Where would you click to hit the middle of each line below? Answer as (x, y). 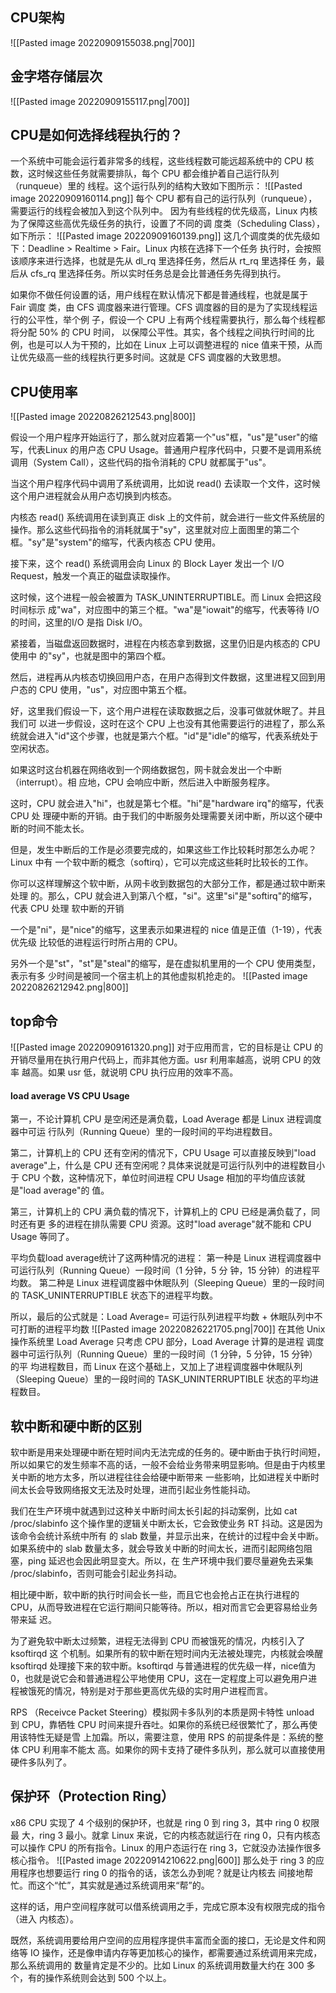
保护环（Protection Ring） (92, 1796)
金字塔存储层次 (56, 76)
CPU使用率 (44, 391)
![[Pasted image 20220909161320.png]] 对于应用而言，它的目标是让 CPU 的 (167, 1047)
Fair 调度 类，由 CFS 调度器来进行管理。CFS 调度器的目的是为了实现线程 (160, 307)
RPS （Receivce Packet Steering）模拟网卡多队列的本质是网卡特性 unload (162, 1712)
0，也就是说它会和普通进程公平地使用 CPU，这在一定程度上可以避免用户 (159, 1679)
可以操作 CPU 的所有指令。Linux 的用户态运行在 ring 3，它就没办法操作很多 (166, 1847)
